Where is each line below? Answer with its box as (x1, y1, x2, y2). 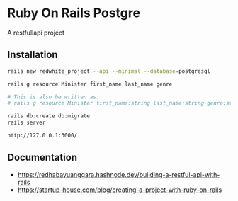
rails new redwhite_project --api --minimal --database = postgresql (7, 67, 211, 75)
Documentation (7, 151, 78, 163)
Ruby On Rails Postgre (7, 5, 140, 21)
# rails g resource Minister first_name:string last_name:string (7, 100, 204, 107)
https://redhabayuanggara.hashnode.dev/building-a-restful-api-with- (17, 170, 220, 178)
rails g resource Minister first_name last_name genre (7, 80, 173, 88)
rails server (7, 119, 46, 127)
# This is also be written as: (7, 93, 100, 100)
